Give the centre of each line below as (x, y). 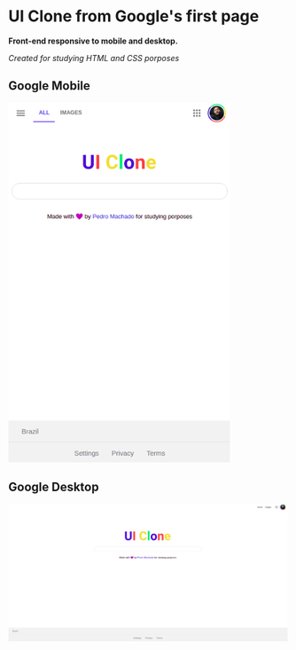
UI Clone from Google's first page (134, 16)
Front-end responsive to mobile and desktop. (93, 41)
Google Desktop (54, 487)
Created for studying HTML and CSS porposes (94, 58)
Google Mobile (49, 86)
